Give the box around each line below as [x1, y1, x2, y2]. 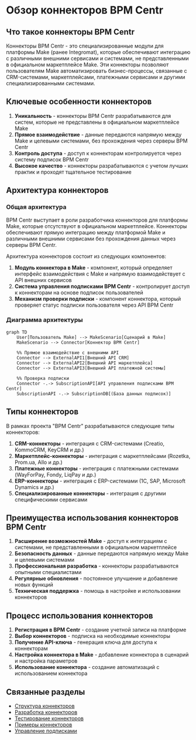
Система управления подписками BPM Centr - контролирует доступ [14, 283, 190, 290]
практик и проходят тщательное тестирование [14, 168, 132, 175]
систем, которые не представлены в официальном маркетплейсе [14, 118, 180, 125]
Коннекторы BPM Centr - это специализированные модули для [6, 42, 164, 49]
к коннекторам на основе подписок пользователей [14, 288, 143, 296]
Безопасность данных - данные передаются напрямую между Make [14, 550, 189, 557]
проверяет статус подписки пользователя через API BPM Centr [14, 301, 174, 308]
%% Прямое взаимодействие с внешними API [16, 349, 119, 355]
